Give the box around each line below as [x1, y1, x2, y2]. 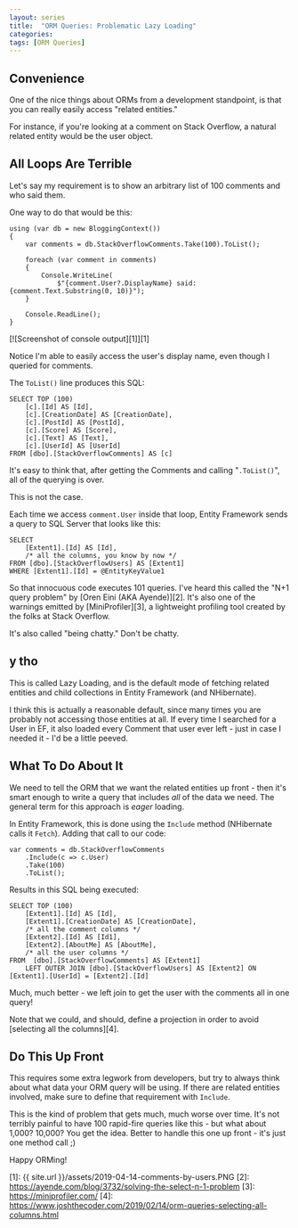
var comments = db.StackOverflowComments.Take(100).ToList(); [25, 240, 261, 249]
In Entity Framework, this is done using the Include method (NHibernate [9, 818, 273, 829]
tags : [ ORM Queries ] [9, 37, 86, 47]
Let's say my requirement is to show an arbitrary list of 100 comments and [9, 180, 281, 191]
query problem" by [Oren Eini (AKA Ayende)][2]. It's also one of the [9, 592, 256, 602]
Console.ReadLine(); [25, 309, 101, 319]
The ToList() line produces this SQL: [9, 377, 145, 388]
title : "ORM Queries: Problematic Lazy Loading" [9, 21, 197, 30]
